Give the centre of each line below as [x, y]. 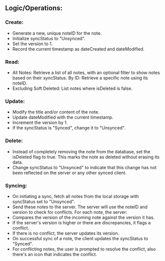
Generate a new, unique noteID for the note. [57, 33]
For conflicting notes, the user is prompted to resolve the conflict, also [84, 249]
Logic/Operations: [34, 8]
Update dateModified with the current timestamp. [63, 117]
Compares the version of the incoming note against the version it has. [83, 217]
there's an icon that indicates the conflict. [55, 254]
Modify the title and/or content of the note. [56, 112]
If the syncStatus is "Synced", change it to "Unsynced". [69, 128]
